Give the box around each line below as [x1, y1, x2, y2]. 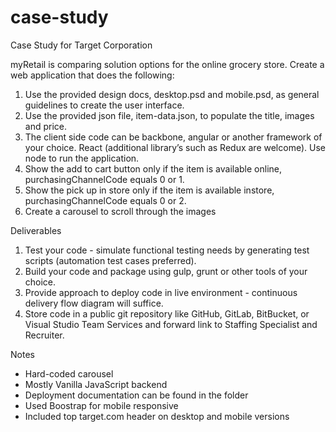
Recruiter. [24, 329, 65, 341]
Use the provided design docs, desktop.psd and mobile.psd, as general [24, 88, 320, 100]
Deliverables [10, 224, 62, 236]
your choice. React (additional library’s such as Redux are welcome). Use [24, 141, 326, 153]
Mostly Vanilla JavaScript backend [24, 378, 168, 390]
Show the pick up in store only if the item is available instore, [24, 184, 275, 196]
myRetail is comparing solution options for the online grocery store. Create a [10, 58, 325, 70]
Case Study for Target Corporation [10, 39, 153, 51]
